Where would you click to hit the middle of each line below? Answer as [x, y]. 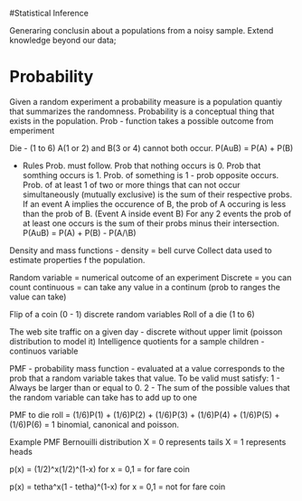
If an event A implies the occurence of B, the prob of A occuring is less [154, 203]
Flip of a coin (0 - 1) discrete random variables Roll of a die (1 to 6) [132, 314]
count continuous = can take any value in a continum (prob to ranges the [145, 287]
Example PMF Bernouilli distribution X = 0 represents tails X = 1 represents [148, 441]
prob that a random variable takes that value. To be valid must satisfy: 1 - [145, 378]
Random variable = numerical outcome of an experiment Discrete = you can [151, 277]
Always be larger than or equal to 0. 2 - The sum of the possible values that [150, 387]
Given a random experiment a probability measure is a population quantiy [146, 101]
